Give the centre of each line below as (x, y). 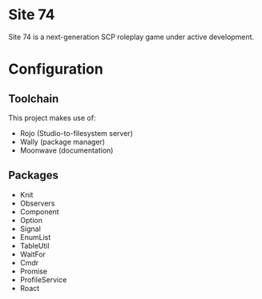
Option (31, 220)
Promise (34, 271)
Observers (37, 203)
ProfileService (43, 279)
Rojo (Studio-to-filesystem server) (77, 133)
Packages (33, 175)
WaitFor (33, 254)
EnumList (35, 237)
